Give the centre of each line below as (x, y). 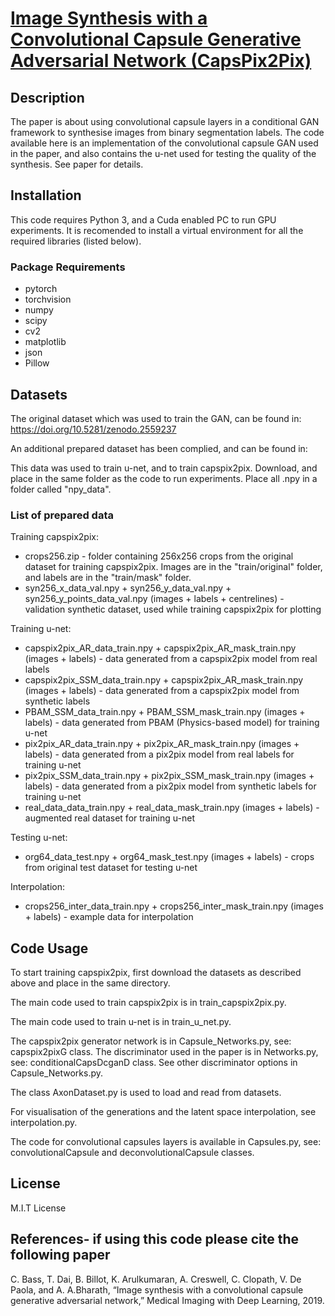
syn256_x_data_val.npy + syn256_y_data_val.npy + (128, 588)
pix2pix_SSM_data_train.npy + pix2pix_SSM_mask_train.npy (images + (169, 776)
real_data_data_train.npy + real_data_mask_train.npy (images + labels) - (172, 808)
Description (47, 97)
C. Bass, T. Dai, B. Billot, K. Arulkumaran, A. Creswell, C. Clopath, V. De (156, 1279)
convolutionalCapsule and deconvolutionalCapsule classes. (132, 1153)
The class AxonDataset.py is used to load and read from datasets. (146, 1093)
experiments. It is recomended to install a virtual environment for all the (157, 230)
